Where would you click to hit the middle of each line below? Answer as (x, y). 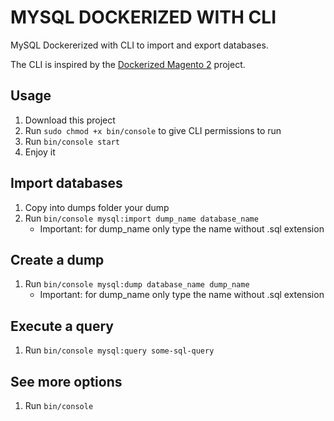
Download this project (70, 120)
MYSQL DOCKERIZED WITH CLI (143, 17)
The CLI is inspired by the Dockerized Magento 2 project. (128, 64)
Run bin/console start (72, 141)
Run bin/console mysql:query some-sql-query (119, 350)
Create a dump (57, 259)
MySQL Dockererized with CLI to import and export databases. (139, 45)
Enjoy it (40, 152)
